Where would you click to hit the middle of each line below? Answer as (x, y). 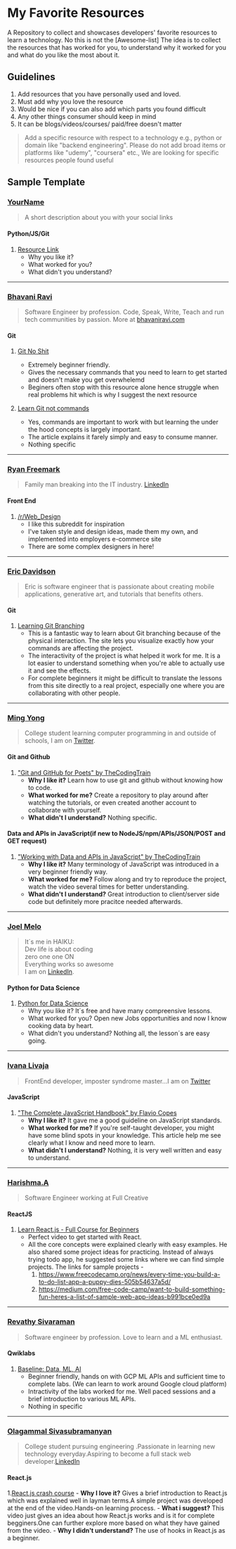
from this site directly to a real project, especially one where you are (126, 686)
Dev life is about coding (59, 949)
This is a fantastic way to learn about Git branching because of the (124, 633)
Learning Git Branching (51, 626)
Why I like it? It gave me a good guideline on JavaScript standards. (125, 1120)
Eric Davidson (32, 571)
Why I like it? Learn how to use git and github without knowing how (125, 780)
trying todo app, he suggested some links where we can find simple (126, 1260)
